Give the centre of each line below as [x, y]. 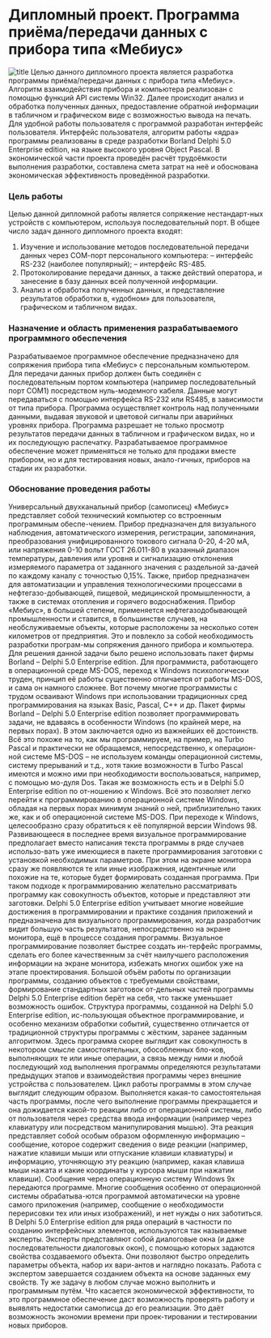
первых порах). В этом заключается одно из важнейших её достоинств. [133, 731]
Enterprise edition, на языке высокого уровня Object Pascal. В [114, 149]
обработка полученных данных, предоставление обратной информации [133, 106]
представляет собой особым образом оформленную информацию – [127, 1135]
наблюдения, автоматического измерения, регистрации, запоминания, [132, 532]
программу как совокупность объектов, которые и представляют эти [129, 894]
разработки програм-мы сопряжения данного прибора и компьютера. [131, 644]
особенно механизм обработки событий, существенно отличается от [129, 1023]
